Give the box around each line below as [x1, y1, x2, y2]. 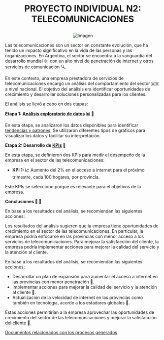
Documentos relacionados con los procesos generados [5, 330, 117, 336]
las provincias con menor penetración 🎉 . [12, 279, 95, 285]
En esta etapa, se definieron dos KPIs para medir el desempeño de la [5, 152, 145, 158]
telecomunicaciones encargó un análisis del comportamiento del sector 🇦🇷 [5, 81, 159, 86]
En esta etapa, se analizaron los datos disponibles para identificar [5, 122, 139, 128]
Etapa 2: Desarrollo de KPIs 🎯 [5, 142, 66, 148]
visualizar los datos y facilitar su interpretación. [5, 133, 101, 139]
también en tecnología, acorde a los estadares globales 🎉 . [12, 300, 131, 306]
